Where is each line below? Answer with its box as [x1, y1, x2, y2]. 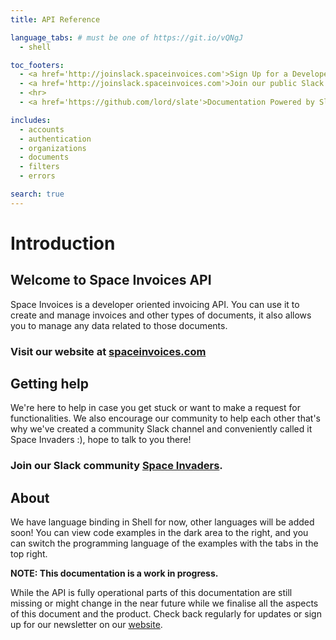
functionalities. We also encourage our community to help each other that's [10, 412, 321, 425]
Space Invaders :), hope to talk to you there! [10, 434, 192, 446]
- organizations [19, 143, 87, 153]
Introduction [10, 232, 116, 255]
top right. [10, 548, 48, 560]
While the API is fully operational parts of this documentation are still [10, 587, 293, 599]
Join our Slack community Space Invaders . [10, 459, 223, 473]
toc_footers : [10, 60, 65, 70]
